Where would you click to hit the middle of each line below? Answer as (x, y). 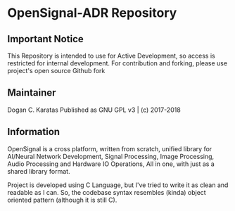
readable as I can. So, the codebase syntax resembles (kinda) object (107, 192)
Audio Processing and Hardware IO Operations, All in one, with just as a (111, 164)
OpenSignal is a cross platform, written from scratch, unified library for (110, 148)
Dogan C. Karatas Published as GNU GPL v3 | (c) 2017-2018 (94, 110)
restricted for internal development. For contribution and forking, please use (117, 63)
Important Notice (45, 39)
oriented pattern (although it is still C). (62, 200)
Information (34, 132)
